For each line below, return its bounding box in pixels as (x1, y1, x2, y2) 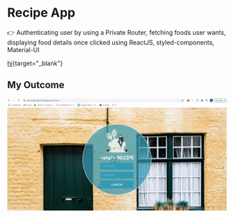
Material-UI (7, 45, 40, 53)
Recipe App (7, 5, 75, 21)
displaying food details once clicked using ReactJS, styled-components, (7, 38, 214, 47)
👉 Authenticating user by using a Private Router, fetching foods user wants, (7, 28, 226, 36)
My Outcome (7, 79, 65, 91)
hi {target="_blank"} (7, 59, 63, 67)
